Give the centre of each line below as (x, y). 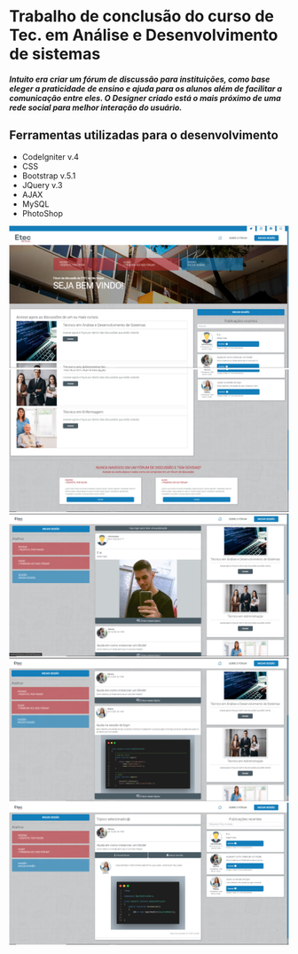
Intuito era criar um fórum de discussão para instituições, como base (140, 79)
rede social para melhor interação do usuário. (96, 107)
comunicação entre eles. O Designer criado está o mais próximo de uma (145, 98)
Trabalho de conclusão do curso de (142, 16)
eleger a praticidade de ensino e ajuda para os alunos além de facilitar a (145, 88)
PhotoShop (43, 213)
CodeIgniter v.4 (51, 156)
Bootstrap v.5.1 (49, 176)
